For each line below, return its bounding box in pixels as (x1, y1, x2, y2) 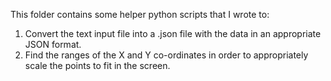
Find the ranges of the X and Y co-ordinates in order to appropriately (24, 49, 309, 61)
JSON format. (24, 39, 82, 50)
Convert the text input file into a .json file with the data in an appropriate (24, 28, 322, 39)
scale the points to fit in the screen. (24, 60, 171, 71)
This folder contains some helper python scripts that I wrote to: (10, 9, 270, 20)
